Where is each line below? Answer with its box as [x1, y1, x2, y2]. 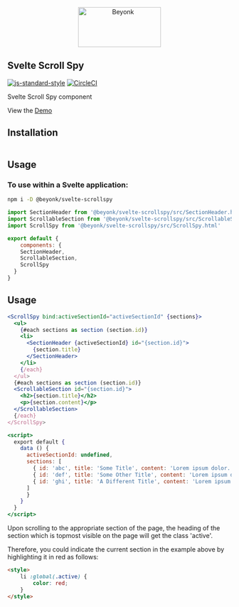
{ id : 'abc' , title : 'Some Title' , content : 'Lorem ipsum [33, 465, 208, 472]
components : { [20, 242, 62, 249]
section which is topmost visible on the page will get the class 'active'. [7, 532, 213, 539]
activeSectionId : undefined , [26, 451, 113, 458]
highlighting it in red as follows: [7, 553, 99, 561]
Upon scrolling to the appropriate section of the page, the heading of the [7, 524, 221, 532]
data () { [20, 445, 50, 452]
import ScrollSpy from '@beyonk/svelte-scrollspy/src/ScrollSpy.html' [7, 222, 221, 229]
